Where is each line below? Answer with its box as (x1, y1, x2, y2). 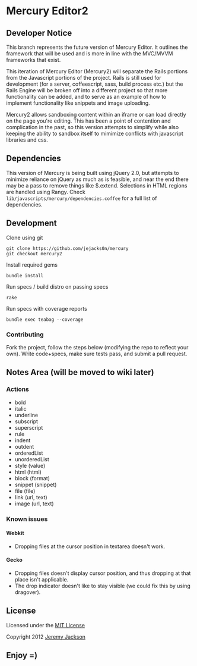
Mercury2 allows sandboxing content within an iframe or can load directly (6, 111, 186, 118)
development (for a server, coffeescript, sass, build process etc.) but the (6, 80, 183, 87)
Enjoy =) (6, 651, 37, 661)
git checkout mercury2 (6, 251, 62, 257)
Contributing (6, 330, 44, 339)
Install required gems (6, 261, 58, 268)
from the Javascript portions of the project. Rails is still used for (6, 74, 161, 81)
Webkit (6, 530, 25, 537)
